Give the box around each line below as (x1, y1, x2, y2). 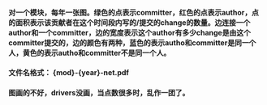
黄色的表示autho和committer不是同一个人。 (22, 48, 171, 57)
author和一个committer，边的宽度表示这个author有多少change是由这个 (8, 27, 252, 37)
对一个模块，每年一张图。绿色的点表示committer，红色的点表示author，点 (8, 7, 260, 17)
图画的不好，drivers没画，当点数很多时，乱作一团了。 (8, 87, 190, 97)
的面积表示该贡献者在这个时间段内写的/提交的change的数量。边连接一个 (8, 17, 251, 27)
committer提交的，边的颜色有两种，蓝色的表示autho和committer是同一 (8, 37, 249, 48)
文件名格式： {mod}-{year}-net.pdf (8, 68, 130, 78)
